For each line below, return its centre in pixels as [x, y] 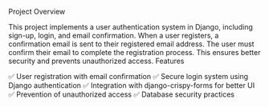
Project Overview [37, 12]
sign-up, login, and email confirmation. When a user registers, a [114, 36]
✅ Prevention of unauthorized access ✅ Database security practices [122, 94]
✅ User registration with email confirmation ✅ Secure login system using [128, 76]
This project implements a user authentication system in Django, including [130, 27]
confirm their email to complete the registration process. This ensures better [134, 52]
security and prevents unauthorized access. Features [96, 61]
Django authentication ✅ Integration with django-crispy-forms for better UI [132, 85]
